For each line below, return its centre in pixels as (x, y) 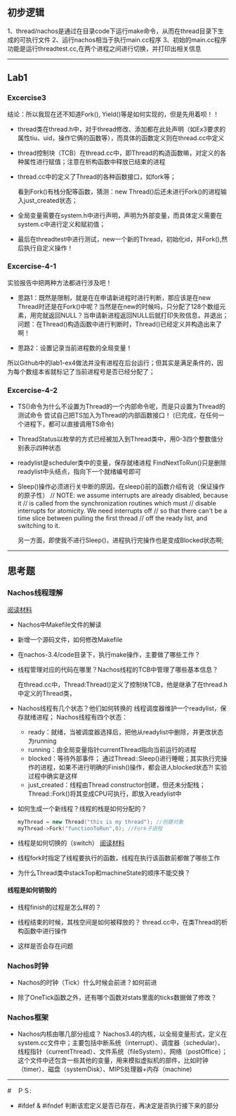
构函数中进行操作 (42, 931)
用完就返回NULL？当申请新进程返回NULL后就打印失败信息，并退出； (129, 315)
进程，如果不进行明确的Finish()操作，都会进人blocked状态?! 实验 (134, 767)
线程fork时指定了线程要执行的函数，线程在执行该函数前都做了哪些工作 (119, 858)
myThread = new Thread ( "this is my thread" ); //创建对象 (100, 822)
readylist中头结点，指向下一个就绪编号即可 (79, 472)
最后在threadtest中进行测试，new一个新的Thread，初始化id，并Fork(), (119, 239)
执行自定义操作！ (48, 248)
